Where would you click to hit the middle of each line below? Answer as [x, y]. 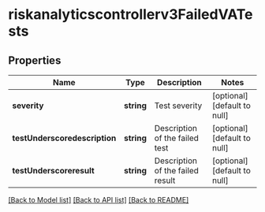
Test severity [178, 106]
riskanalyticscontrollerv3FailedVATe [131, 15]
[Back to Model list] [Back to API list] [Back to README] [99, 200]
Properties [35, 60]
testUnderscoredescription [64, 138]
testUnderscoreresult [53, 171]
